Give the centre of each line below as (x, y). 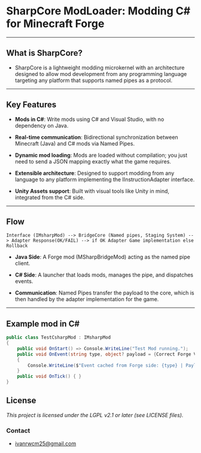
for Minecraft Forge (55, 24)
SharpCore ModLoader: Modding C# (98, 11)
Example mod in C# (43, 323)
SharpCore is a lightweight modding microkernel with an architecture (100, 68)
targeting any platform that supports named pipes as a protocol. (93, 80)
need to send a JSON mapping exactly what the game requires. (93, 161)
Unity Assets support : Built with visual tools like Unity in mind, (92, 191)
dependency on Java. (42, 125)
